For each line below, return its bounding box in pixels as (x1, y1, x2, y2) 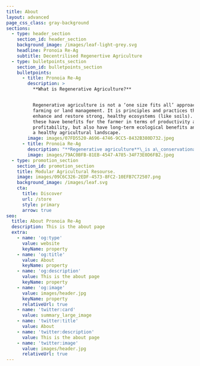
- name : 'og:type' (17, 235, 62, 241)
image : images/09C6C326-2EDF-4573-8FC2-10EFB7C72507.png (17, 174, 161, 180)
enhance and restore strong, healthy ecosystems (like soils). (32, 113, 193, 119)
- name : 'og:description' (17, 268, 82, 274)
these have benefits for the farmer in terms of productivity (32, 118, 190, 125)
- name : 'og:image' (17, 284, 65, 290)
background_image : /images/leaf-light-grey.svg (17, 42, 137, 48)
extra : (11, 230, 28, 236)
